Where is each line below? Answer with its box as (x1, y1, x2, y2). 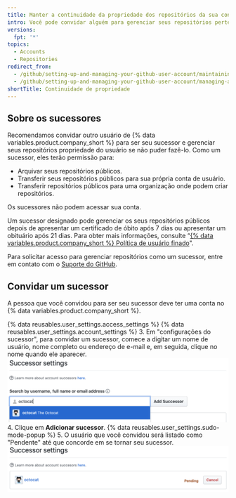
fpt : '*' (13, 34, 39, 41)
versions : (7, 26, 37, 33)
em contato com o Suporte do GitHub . (7, 260, 118, 268)
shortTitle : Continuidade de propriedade (7, 85, 131, 93)
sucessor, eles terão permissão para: (7, 153, 114, 162)
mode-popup (7, 431, 46, 439)
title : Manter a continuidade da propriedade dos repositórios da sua (7, 11, 218, 18)
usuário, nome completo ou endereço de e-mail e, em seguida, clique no (7, 343, 218, 350)
